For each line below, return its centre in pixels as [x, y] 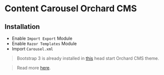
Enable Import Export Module [42, 38]
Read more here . [34, 68]
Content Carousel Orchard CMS [71, 9]
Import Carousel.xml [32, 49]
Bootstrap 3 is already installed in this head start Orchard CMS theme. [88, 58]
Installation [22, 27]
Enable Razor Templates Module [44, 44]
